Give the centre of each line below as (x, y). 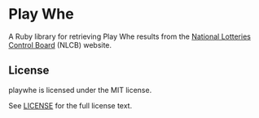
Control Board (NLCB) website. (60, 44)
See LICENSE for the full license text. (70, 105)
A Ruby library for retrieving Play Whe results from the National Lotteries (129, 36)
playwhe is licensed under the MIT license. (80, 90)
